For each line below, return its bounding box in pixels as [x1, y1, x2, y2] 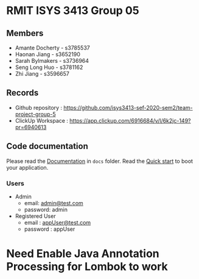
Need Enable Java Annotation [6, 247, 159, 261]
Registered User [15, 212, 56, 220]
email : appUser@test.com [24, 219, 91, 226]
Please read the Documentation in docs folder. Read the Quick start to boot [6, 157, 194, 165]
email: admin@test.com [24, 199, 83, 206]
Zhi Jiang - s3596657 [15, 70, 70, 77]
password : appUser [24, 225, 75, 233]
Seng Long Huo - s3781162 [15, 63, 83, 71]
